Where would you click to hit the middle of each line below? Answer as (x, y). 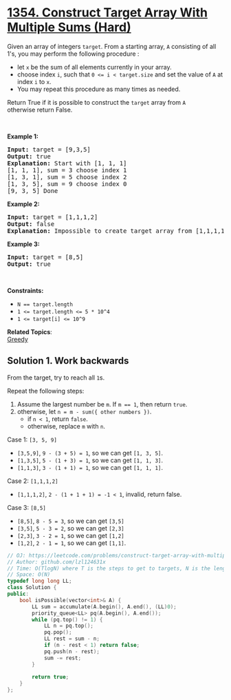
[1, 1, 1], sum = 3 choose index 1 (67, 170)
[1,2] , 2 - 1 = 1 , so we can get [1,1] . (71, 543)
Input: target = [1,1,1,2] (53, 217)
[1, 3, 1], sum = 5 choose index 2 (67, 177)
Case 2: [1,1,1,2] (33, 481)
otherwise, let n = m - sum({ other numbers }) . (84, 411)
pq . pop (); (58, 632)
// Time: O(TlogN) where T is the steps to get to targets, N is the (109, 568)
